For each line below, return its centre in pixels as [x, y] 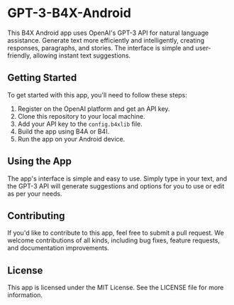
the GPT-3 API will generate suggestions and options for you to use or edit [116, 186]
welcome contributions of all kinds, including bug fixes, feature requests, [114, 240]
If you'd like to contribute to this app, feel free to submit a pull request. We [116, 233]
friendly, [19, 55]
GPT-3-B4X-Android [69, 13]
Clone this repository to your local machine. [81, 116]
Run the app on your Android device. [71, 139]
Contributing [36, 216]
